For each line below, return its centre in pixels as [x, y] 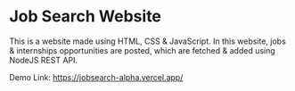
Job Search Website [86, 17]
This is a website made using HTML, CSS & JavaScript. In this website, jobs [148, 41]
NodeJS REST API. [44, 60]
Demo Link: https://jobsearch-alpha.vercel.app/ [96, 77]
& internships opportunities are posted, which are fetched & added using [143, 50]
